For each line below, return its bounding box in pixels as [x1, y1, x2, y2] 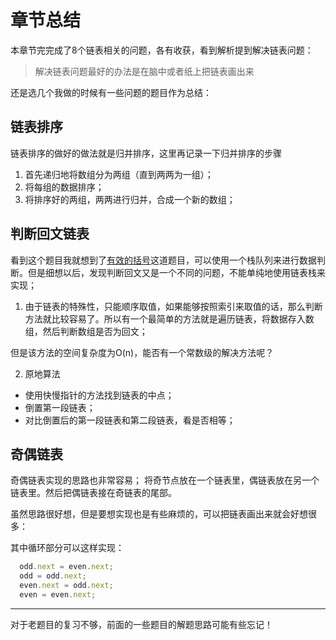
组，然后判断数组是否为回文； [24, 325, 148, 337]
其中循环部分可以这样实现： [10, 542, 125, 554]
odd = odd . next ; [19, 571, 87, 581]
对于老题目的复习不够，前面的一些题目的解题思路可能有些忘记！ [10, 618, 273, 630]
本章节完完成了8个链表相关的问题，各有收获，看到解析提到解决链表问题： [10, 44, 314, 56]
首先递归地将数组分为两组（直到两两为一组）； [24, 168, 214, 180]
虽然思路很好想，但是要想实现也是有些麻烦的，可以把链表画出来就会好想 [10, 508, 308, 520]
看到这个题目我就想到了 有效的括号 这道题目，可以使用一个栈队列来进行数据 [10, 254, 317, 266]
